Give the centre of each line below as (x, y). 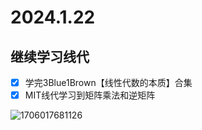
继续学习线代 (50, 56)
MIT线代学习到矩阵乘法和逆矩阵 (90, 95)
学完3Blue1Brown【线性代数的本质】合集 (108, 82)
